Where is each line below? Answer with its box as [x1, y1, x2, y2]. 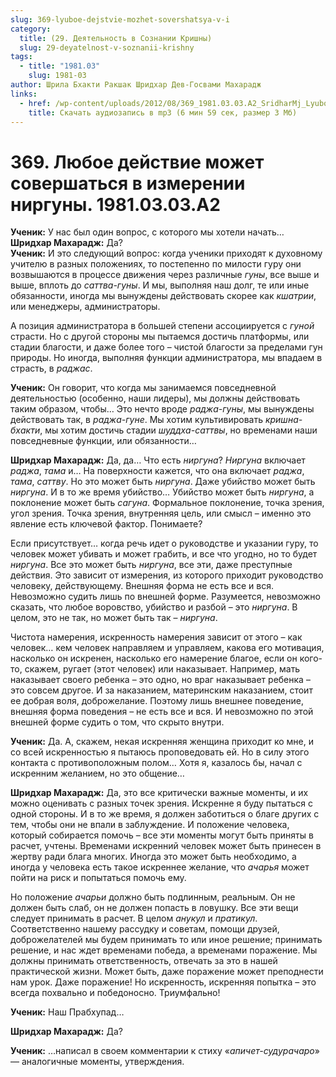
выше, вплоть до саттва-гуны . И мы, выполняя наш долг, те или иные [10, 279, 310, 291]
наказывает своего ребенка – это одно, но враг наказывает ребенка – [10, 674, 311, 686]
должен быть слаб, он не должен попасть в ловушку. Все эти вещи [10, 902, 299, 914]
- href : [19, 98, 52, 108]
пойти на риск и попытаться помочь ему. [10, 872, 187, 884]
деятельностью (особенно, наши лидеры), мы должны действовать [10, 392, 301, 405]
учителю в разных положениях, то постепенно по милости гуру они [10, 258, 302, 270]
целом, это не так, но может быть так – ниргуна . [10, 612, 218, 624]
